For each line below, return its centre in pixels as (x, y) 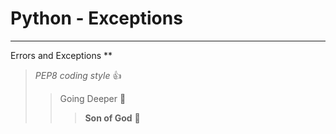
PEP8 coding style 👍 (78, 75)
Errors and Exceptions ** (61, 55)
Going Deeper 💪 (93, 98)
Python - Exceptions (96, 18)
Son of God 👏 (112, 118)
